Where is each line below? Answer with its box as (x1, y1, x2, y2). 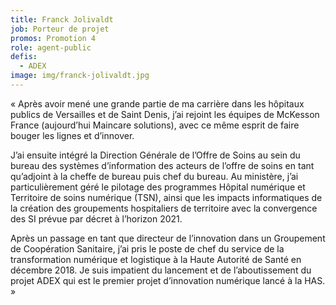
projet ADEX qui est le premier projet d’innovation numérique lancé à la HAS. (10, 274, 326, 286)
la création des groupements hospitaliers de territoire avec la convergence (10, 202, 318, 214)
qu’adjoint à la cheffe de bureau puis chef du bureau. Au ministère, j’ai (10, 170, 299, 182)
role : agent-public (10, 42, 92, 53)
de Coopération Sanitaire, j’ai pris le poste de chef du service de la (10, 242, 285, 255)
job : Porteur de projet (10, 24, 110, 34)
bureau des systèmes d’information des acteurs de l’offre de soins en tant (10, 159, 315, 171)
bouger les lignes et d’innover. (10, 129, 135, 141)
